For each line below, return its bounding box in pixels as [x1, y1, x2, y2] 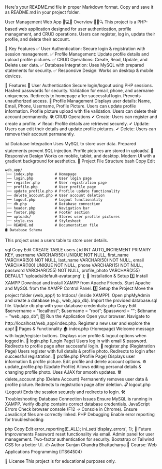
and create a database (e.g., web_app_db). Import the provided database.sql [5, 297, 158, 303]
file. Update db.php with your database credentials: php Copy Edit [5, 303, 137, 308]
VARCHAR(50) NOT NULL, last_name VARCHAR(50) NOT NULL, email [5, 257, 144, 263]
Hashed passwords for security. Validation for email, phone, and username [5, 87, 154, 93]
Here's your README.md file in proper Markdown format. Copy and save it [5, 4, 154, 10]
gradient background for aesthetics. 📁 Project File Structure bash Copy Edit [5, 158, 155, 164]
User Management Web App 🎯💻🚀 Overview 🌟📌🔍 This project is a [5, 19, 136, 25]
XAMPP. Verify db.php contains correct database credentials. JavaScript [5, 401, 150, 407]
